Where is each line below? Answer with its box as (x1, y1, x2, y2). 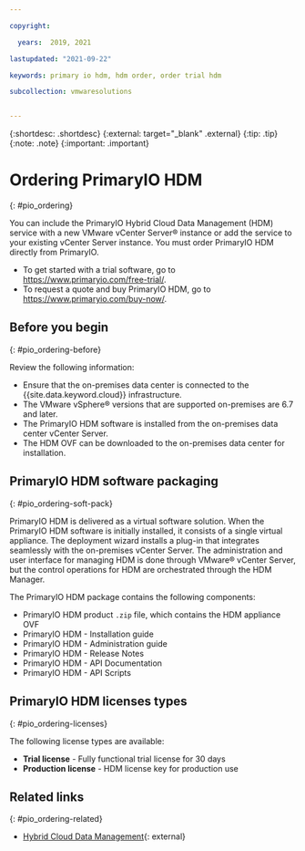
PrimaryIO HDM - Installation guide (22, 628, 155, 639)
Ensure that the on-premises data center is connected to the (22, 379, 249, 390)
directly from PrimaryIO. (9, 247, 99, 258)
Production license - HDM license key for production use (22, 763, 239, 773)
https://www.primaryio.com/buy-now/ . (22, 294, 168, 305)
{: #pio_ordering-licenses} (9, 718, 107, 729)
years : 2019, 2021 (17, 37, 92, 47)
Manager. (9, 574, 46, 585)
